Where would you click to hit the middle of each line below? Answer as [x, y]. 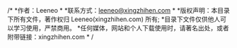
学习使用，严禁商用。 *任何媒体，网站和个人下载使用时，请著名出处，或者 [121, 28]
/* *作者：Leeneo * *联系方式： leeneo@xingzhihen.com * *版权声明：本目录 [118, 10]
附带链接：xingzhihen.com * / [51, 37]
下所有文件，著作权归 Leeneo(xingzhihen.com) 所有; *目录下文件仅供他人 [114, 19]
